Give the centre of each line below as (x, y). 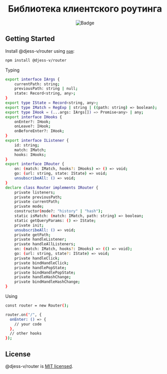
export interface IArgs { (32, 79)
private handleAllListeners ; (45, 244)
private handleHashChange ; (43, 277)
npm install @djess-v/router (36, 60)
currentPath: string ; (37, 84)
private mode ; (29, 207)
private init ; (29, 225)
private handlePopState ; (40, 268)
